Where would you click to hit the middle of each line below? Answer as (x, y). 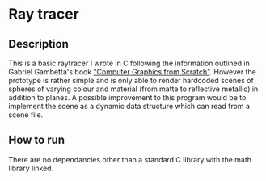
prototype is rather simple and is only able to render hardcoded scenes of (131, 80)
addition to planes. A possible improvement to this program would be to (127, 97)
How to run (37, 140)
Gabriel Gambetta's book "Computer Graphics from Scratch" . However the (132, 72)
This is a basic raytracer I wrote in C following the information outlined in (129, 63)
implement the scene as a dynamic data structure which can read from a (129, 106)
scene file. (26, 115)
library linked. (31, 168)
